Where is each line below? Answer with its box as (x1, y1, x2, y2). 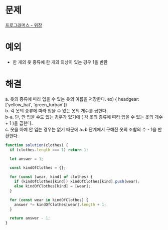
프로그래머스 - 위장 (5, 22, 43, 28)
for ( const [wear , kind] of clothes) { (10, 174, 93, 179)
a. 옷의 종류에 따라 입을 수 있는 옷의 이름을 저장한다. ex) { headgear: (5, 96, 139, 102)
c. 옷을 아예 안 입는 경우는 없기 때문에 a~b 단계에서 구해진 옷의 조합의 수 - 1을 (5, 126, 157, 132)
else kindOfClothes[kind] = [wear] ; (14, 184, 91, 189)
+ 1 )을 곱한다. (5, 120, 33, 126)
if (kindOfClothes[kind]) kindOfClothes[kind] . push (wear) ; (14, 179, 140, 184)
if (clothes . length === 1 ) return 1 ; (10, 147, 89, 152)
